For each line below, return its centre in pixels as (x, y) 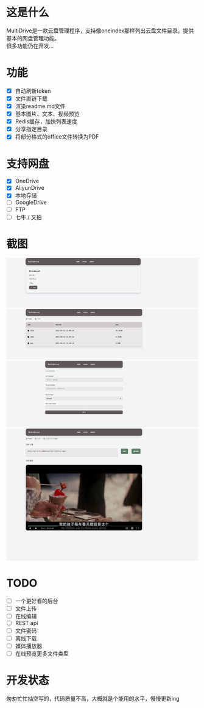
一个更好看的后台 (37, 601)
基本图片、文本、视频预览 (47, 114)
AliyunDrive (30, 188)
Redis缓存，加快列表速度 (46, 121)
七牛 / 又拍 (28, 217)
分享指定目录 (31, 129)
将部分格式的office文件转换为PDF (57, 137)
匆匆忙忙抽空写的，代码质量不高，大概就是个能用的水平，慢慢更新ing (93, 698)
